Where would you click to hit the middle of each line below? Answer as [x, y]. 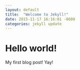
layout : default [22, 10]
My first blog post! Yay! [29, 62]
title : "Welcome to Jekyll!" [37, 14]
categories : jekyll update [33, 24]
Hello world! [31, 48]
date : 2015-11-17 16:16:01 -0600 [40, 19]
